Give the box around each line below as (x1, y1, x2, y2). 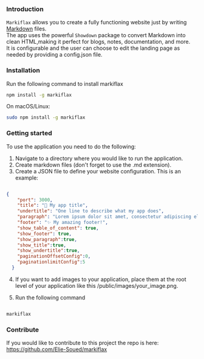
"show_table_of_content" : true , (17, 225, 99, 231)
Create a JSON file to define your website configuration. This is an (15, 167, 181, 175)
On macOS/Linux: (6, 103, 50, 110)
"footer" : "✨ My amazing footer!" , (17, 220, 108, 226)
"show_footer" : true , (17, 231, 72, 237)
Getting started (6, 129, 53, 138)
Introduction (6, 5, 44, 13)
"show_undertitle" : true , (17, 248, 80, 254)
